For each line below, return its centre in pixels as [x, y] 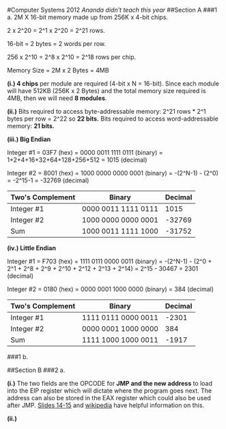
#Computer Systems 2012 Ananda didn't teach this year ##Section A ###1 [112, 10]
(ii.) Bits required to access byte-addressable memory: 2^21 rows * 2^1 [107, 111]
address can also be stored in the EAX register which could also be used [109, 398]
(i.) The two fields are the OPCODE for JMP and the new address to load [110, 383]
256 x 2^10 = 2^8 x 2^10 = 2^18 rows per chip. [72, 57]
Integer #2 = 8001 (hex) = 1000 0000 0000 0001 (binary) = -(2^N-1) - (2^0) [113, 173]
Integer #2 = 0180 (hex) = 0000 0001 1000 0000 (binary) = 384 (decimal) [110, 289]
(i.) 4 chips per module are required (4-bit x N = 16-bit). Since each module [113, 84]
